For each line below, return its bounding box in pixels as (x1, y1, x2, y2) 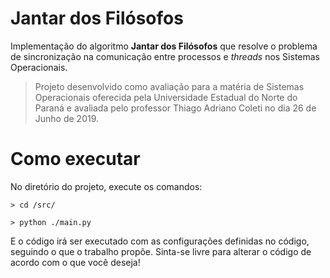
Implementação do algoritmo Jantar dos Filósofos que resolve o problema (10, 40, 318, 52)
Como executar (10, 148, 141, 171)
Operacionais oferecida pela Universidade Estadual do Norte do (34, 91, 298, 103)
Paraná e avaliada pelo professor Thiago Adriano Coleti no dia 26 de (34, 102, 317, 114)
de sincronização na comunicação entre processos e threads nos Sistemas (10, 50, 321, 62)
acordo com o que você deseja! (10, 256, 141, 268)
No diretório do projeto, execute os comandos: (10, 180, 203, 192)
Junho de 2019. (34, 112, 100, 124)
